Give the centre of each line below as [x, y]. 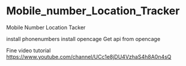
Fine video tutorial [28, 50]
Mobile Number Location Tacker [46, 27]
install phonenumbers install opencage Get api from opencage [83, 39]
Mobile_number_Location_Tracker [93, 11]
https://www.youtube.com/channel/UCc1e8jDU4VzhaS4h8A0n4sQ [89, 56]
